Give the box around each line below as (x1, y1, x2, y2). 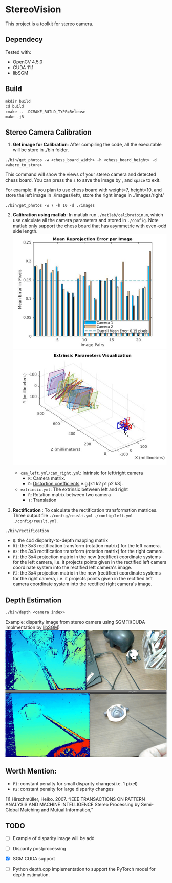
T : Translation (28, 497, 57, 503)
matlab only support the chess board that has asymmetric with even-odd (12, 223, 167, 229)
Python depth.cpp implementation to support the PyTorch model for (12, 866, 156, 872)
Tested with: (5, 49, 32, 55)
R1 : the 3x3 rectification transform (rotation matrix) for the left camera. (12, 543, 161, 549)
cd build (5, 104, 24, 109)
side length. (12, 228, 38, 234)
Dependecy (5, 35, 43, 44)
